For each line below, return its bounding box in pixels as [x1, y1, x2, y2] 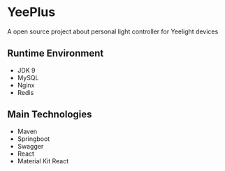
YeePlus [7, 4, 56, 20]
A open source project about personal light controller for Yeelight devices [7, 27, 219, 36]
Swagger [17, 142, 44, 150]
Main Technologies [7, 109, 92, 121]
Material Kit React [17, 156, 68, 165]
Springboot [17, 134, 50, 143]
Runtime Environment [7, 47, 104, 59]
